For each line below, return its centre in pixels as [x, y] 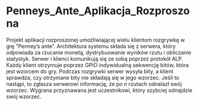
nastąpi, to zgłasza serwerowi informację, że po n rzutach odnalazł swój [94, 83]
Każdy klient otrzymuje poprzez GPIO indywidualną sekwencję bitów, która [98, 65]
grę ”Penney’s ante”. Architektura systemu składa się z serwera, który [91, 46]
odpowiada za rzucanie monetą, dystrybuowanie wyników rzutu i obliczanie [99, 52]
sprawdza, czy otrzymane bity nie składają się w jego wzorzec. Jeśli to [93, 78]
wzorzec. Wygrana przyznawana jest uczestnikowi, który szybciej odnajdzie [99, 90]
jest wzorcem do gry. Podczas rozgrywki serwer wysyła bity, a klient [90, 71]
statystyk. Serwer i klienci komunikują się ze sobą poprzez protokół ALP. [95, 59]
